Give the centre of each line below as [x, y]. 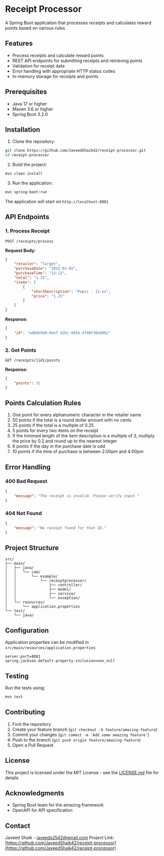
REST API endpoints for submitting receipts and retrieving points [77, 61]
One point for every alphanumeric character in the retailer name [77, 415]
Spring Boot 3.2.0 [30, 114]
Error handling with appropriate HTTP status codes [64, 71]
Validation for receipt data [38, 66]
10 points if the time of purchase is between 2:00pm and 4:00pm [78, 452]
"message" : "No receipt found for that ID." [60, 528]
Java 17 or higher [30, 104]
